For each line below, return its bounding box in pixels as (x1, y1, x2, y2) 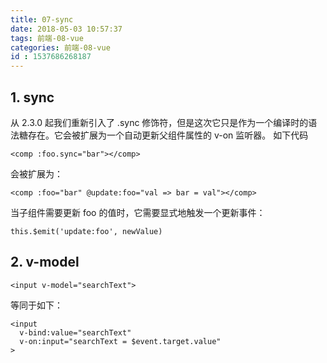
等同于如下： (10, 299, 63, 311)
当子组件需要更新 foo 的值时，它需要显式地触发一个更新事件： (10, 206, 266, 218)
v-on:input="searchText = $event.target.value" (19, 336, 222, 346)
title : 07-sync (10, 14, 74, 25)
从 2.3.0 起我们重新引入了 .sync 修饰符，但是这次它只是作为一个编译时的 (10, 116, 309, 128)
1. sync (10, 89, 55, 106)
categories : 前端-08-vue (10, 42, 111, 53)
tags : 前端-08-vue (10, 33, 84, 43)
